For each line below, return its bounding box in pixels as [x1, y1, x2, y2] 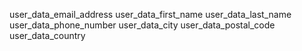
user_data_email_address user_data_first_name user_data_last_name [9, 9, 292, 20]
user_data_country [9, 30, 86, 41]
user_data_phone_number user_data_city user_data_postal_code [9, 19, 276, 31]
